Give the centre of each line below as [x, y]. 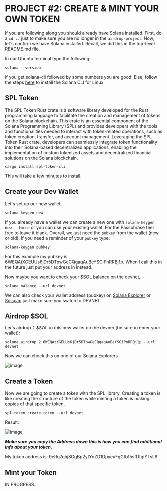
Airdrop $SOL [27, 316]
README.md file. [23, 49]
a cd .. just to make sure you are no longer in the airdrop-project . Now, [80, 38]
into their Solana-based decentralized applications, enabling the [71, 147]
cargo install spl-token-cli [35, 167]
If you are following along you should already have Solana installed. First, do [83, 33]
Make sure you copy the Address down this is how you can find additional [83, 442]
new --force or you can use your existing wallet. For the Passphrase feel [79, 227]
